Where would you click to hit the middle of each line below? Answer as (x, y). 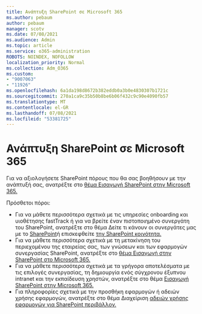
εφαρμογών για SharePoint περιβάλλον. (65, 305)
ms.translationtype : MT (36, 102)
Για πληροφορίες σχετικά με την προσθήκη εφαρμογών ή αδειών (97, 292)
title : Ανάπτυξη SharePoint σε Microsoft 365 (64, 12)
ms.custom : (20, 74)
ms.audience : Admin (31, 40)
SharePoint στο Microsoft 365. (52, 260)
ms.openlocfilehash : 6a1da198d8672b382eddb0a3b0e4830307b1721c (87, 91)
